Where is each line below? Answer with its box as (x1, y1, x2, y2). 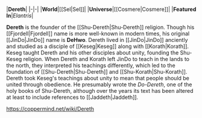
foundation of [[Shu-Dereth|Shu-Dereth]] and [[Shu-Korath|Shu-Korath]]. (6, 68, 188, 75)
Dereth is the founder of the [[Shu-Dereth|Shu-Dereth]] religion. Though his (6, 24, 195, 31)
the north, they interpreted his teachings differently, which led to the (6, 62, 176, 69)
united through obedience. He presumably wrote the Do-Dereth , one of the (6, 81, 192, 88)
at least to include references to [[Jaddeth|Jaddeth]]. (6, 93, 139, 101)
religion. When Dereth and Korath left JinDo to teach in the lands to (23, 56, 190, 62)
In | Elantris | (6, 12, 34, 19)
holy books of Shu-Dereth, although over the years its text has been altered (6, 87, 194, 94)
